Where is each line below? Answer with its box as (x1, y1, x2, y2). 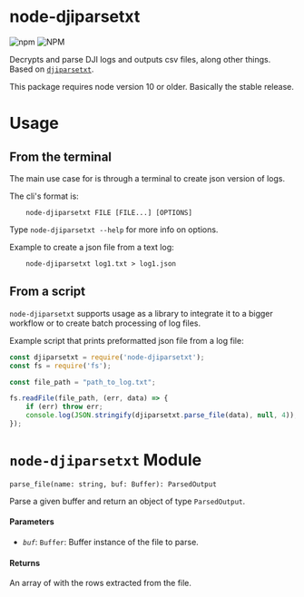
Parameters (9, 516, 54, 527)
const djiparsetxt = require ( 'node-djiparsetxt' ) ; (9, 352, 205, 362)
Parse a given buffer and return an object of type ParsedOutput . (9, 495, 246, 506)
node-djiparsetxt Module (9, 450, 202, 471)
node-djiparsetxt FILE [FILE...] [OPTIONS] (25, 208, 193, 217)
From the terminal (9, 149, 112, 164)
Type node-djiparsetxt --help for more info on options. (9, 224, 219, 235)
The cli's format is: (9, 191, 79, 201)
